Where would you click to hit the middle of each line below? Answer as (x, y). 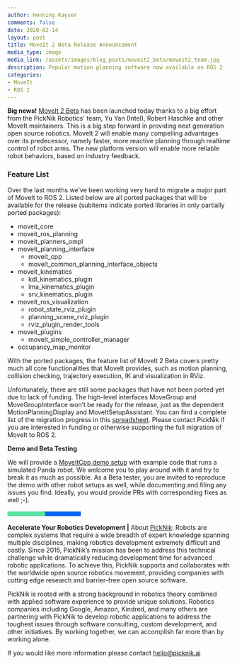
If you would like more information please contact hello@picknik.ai (104, 653)
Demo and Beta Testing (42, 448)
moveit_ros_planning (48, 233)
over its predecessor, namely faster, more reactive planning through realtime (119, 141)
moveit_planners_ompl (50, 241)
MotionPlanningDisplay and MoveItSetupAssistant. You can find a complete (117, 412)
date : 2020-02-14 (33, 30)
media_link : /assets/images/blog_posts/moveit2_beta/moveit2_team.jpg (114, 60)
